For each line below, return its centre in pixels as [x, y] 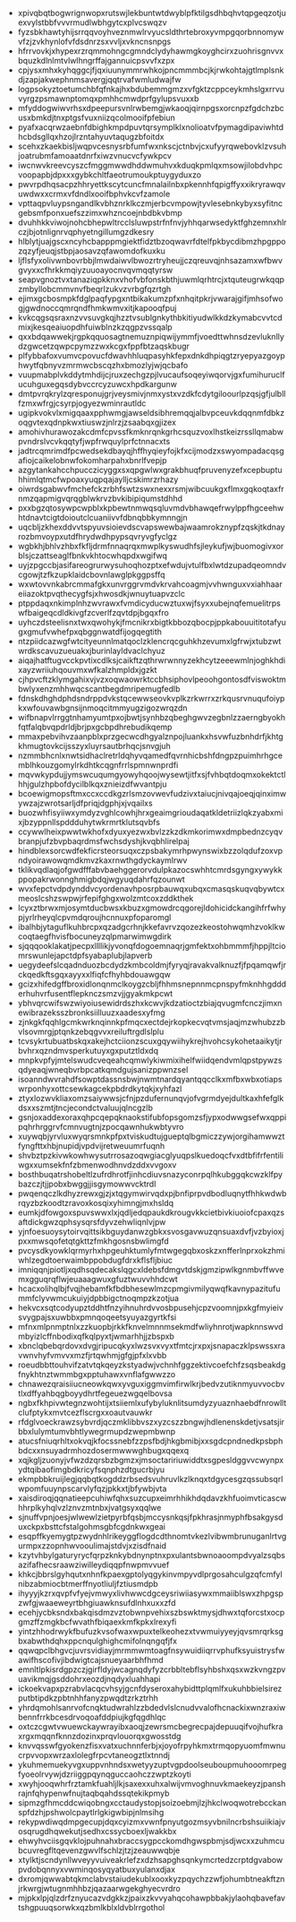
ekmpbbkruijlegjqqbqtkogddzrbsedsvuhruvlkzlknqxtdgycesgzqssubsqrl [150, 1479]
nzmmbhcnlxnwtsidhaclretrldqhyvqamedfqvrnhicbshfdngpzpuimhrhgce [150, 755]
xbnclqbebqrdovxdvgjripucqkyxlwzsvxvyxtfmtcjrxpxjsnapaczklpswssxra [152, 1346]
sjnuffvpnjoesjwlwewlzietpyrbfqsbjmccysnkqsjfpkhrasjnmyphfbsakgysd [150, 1517]
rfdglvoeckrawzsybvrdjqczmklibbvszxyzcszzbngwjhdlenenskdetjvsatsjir [151, 1422]
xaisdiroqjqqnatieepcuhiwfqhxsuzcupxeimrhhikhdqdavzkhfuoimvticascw [152, 1498]
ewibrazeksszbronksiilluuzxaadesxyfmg [91, 1013]
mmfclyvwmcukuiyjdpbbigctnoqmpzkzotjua [98, 1298]
